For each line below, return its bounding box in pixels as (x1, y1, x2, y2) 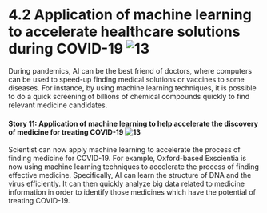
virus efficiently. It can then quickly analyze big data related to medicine (8, 179, 245, 189)
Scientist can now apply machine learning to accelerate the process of (8, 145, 241, 155)
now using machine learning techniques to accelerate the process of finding (8, 162, 260, 171)
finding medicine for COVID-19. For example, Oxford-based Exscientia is (8, 154, 246, 163)
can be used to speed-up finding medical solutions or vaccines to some (8, 74, 245, 84)
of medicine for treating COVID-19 (8, 127, 124, 137)
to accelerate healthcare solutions (8, 22, 241, 41)
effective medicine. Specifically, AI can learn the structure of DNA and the (8, 171, 252, 180)
